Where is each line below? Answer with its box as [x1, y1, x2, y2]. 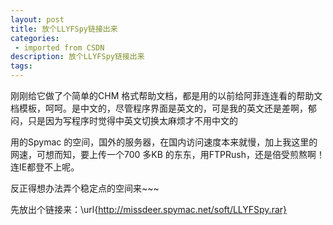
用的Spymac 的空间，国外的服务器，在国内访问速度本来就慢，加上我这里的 [10, 136, 318, 148]
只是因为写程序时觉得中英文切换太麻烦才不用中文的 [27, 115, 238, 126]
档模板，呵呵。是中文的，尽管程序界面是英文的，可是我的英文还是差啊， [10, 102, 308, 114]
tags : [10, 61, 33, 71]
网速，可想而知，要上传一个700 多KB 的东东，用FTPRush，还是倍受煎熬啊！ [10, 149, 326, 160]
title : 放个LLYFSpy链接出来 [10, 24, 118, 34]
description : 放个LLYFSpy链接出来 [10, 52, 145, 62]
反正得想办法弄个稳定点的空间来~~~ [10, 182, 160, 194]
